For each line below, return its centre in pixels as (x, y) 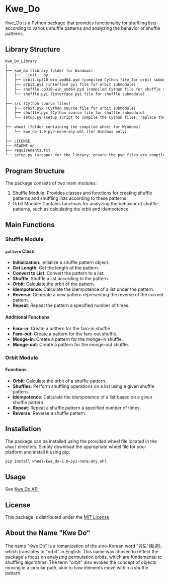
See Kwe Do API (22, 489)
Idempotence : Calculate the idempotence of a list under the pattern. (83, 289)
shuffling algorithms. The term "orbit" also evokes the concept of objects (81, 562)
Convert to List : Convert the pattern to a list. (58, 273)
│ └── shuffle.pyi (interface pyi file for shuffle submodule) (75, 94)
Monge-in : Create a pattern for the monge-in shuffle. (68, 339)
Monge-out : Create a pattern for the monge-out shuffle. (71, 344)
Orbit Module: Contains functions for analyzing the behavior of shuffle (85, 203)
